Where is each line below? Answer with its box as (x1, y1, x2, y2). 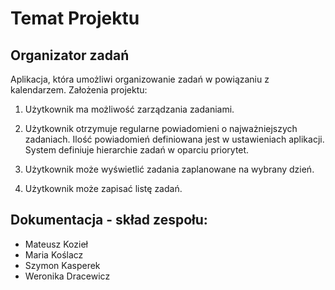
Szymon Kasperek (24, 259, 101, 271)
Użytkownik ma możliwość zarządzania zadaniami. (24, 103, 235, 115)
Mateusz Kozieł (24, 238, 88, 250)
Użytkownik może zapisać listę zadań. (24, 183, 183, 194)
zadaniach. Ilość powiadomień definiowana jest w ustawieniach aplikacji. (24, 133, 325, 145)
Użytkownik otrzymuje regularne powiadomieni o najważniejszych (24, 123, 298, 134)
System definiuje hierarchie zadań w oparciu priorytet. (24, 144, 250, 156)
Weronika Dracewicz (24, 270, 111, 282)
